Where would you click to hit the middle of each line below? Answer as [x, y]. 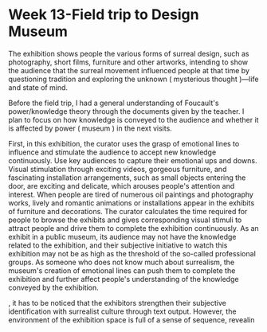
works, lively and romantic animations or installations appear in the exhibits [132, 203]
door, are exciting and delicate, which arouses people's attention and [122, 186]
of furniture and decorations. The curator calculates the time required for [128, 211]
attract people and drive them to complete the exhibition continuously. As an [133, 228]
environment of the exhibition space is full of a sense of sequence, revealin [132, 319]
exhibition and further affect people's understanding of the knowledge [124, 279]
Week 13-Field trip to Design [104, 15]
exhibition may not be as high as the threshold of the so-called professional [132, 253]
